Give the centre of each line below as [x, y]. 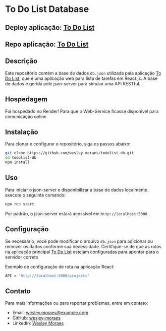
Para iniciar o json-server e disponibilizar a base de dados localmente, [77, 190]
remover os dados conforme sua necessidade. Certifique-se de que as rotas [83, 246]
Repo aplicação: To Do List [47, 44]
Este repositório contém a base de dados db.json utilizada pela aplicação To [83, 73]
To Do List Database [47, 9]
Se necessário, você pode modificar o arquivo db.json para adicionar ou [79, 241]
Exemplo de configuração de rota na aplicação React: [60, 266]
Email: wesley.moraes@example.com [50, 313]
